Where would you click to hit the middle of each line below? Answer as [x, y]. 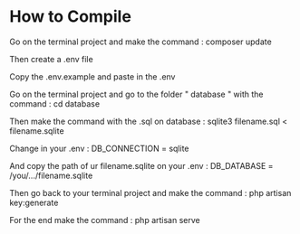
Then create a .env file [51, 59]
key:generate [34, 202]
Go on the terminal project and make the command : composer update [140, 42]
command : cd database [55, 103]
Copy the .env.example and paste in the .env [92, 76]
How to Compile [70, 17]
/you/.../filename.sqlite [51, 175]
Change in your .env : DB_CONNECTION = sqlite [99, 148]
